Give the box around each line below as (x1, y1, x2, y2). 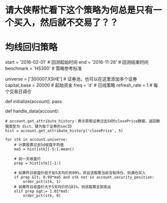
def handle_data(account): (5, 108, 60, 114)
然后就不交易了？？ (40, 17, 119, 28)
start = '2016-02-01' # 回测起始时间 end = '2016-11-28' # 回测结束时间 (5, 59, 149, 65)
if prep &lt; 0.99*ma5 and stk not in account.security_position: (14, 175, 155, 180)
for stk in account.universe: (5, 137, 68, 142)
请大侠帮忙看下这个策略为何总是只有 (5, 4, 154, 16)
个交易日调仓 (5, 88, 31, 95)
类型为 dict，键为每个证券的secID (8, 124, 72, 129)
